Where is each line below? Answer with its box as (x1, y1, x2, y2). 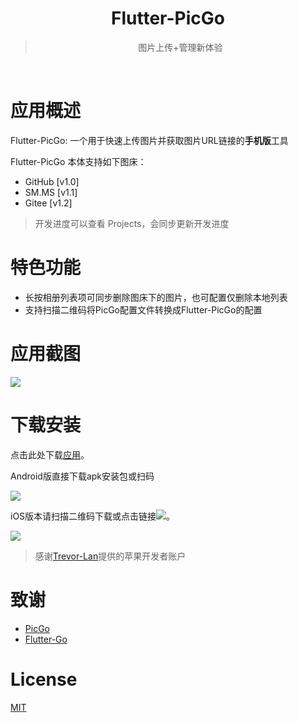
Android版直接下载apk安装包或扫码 (10, 470, 155, 482)
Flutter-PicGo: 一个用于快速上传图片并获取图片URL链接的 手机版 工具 (10, 134, 289, 146)
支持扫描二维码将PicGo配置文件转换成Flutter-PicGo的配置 (24, 303, 263, 316)
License (10, 668, 78, 691)
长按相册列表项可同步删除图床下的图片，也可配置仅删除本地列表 (24, 291, 288, 303)
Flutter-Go (24, 633, 68, 645)
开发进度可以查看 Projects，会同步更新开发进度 (34, 217, 230, 229)
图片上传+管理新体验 (138, 41, 223, 53)
